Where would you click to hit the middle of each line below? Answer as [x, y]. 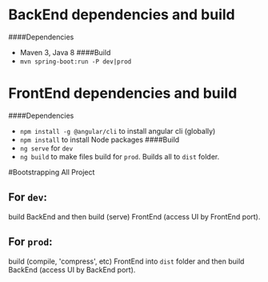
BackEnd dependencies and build [122, 15]
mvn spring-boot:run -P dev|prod [76, 62]
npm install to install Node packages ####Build [100, 139]
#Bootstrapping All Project [52, 172]
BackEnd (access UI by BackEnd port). [72, 269]
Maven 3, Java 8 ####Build [65, 52]
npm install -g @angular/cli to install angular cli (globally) [118, 131]
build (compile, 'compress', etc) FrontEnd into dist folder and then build [126, 261]
